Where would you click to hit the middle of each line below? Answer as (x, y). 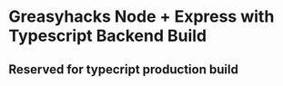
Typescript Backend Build (107, 36)
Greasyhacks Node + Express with (141, 17)
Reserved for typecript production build (123, 69)
